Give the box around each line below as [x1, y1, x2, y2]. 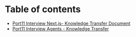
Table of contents [5, 4, 81, 15]
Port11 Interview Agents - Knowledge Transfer [12, 25, 109, 31]
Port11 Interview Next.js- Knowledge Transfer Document [12, 20, 131, 26]
